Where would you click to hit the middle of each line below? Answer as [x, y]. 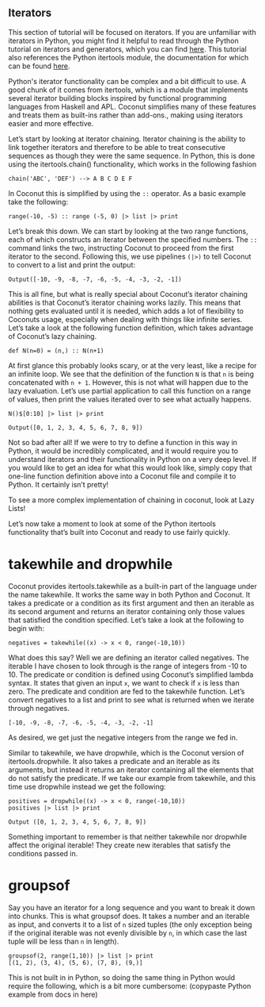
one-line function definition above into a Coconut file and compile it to [122, 476]
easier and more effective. [51, 123]
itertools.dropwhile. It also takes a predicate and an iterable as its [114, 761]
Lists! [17, 508]
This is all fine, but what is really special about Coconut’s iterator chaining [128, 294]
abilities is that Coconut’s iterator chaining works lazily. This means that [125, 302]
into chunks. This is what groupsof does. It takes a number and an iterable [129, 916]
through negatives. [39, 708]
